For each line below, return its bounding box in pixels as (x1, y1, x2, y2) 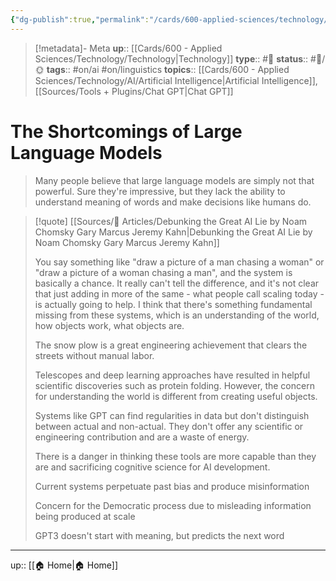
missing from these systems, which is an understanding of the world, (34, 309, 320, 321)
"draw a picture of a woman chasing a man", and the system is (34, 266, 293, 278)
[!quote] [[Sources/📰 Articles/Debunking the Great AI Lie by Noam (34, 215, 308, 227)
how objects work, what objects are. (34, 319, 185, 331)
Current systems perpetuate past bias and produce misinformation (34, 480, 310, 492)
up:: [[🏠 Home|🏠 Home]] (10, 559, 119, 571)
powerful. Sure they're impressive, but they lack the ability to (34, 185, 286, 197)
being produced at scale (34, 510, 136, 522)
